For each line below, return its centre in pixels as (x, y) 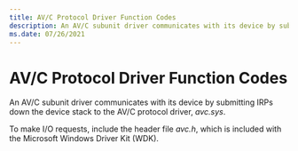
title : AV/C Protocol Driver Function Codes (93, 17)
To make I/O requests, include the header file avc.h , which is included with (145, 129)
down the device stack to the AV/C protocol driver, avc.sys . (118, 112)
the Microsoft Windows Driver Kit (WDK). (84, 139)
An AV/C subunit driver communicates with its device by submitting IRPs (141, 102)
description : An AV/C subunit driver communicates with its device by (142, 26)
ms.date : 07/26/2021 (47, 34)
